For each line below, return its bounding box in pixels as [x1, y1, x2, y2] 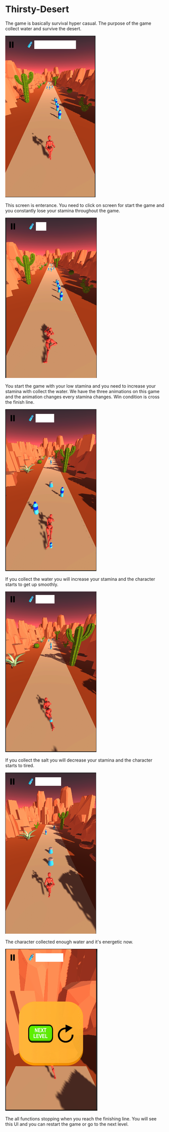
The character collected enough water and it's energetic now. [5, 939, 134, 945]
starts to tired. [5, 762, 34, 768]
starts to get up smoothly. [5, 581, 59, 587]
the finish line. [5, 399, 35, 405]
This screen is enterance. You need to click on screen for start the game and [5, 202, 164, 208]
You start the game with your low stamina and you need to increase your [5, 383, 156, 389]
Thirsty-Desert [5, 4, 69, 15]
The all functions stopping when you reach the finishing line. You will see [5, 1115, 157, 1121]
